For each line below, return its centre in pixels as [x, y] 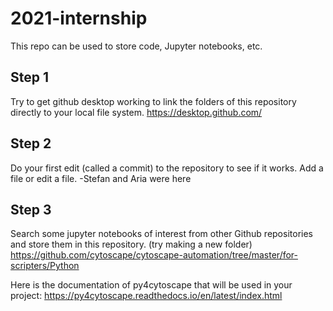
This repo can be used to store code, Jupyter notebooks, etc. [136, 46]
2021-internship [79, 18]
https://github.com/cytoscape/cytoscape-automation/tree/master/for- [154, 255]
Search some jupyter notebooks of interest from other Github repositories [161, 234]
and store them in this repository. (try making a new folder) [131, 244]
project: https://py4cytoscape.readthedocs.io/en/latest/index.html [146, 296]
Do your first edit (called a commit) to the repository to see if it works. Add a [167, 168]
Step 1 [30, 77]
